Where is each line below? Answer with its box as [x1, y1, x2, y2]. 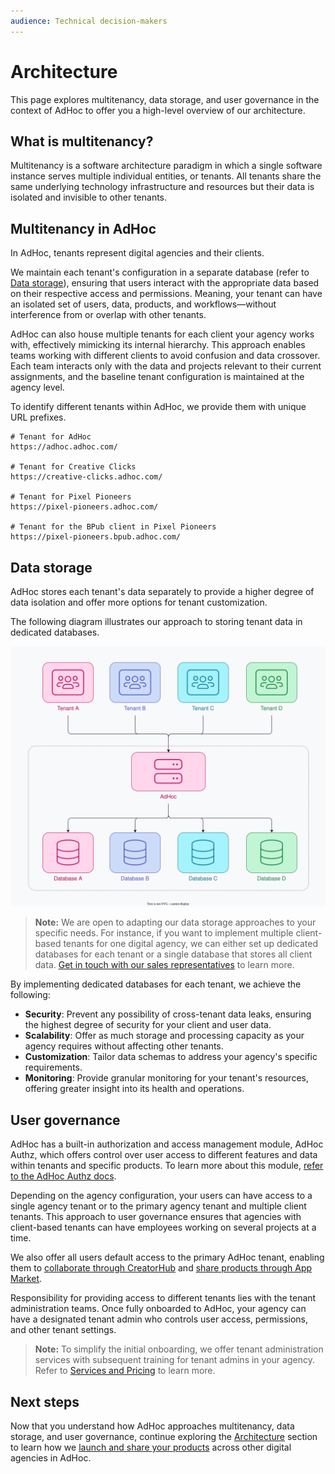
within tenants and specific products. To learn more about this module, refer [10, 1160, 324, 1172]
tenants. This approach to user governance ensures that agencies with [10, 1211, 302, 1223]
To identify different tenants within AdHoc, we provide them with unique [10, 401, 307, 413]
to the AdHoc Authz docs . [10, 1170, 117, 1182]
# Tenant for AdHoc [10, 432, 92, 442]
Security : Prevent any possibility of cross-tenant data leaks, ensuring [24, 1008, 312, 1020]
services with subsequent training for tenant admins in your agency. [34, 1354, 315, 1366]
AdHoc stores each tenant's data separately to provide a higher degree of [10, 586, 315, 597]
